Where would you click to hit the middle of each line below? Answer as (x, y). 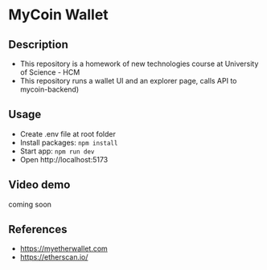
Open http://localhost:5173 (64, 159)
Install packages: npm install (69, 142)
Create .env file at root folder (68, 133)
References (38, 229)
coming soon (30, 204)
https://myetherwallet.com (64, 249)
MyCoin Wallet (58, 15)
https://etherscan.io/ (54, 257)
